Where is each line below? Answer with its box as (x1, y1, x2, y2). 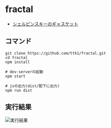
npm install (5, 59, 30, 65)
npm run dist (5, 88, 32, 93)
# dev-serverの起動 (5, 69, 43, 74)
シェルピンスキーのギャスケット (12, 21, 78, 27)
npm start (5, 74, 26, 79)
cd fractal (5, 55, 28, 60)
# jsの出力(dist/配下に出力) (5, 83, 60, 89)
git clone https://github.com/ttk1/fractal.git (5, 50, 106, 56)
